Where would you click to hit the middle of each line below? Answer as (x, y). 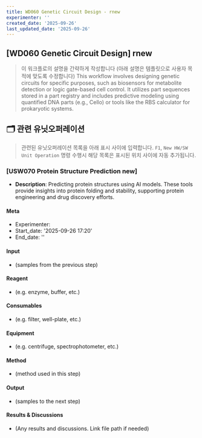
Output (15, 387)
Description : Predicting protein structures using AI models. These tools (104, 185)
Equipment (20, 333)
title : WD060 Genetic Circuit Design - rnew (63, 12)
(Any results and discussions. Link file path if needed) (82, 428)
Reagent (17, 278)
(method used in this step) (48, 374)
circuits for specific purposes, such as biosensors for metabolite (101, 83)
